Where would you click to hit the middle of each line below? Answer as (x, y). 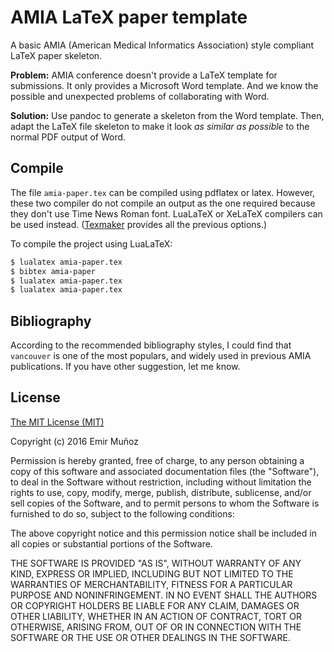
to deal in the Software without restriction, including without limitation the (161, 482)
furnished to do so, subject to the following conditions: (122, 513)
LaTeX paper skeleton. (56, 55)
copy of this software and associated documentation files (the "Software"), (165, 471)
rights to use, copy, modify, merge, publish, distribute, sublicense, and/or (161, 492)
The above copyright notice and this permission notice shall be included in (163, 533)
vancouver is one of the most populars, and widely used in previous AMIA (161, 356)
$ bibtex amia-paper (53, 271)
